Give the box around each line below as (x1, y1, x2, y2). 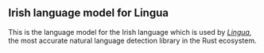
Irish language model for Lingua (8, 6, 169, 20)
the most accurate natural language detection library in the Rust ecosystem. (8, 36, 257, 45)
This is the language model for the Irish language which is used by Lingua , (8, 27, 252, 36)
